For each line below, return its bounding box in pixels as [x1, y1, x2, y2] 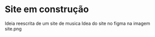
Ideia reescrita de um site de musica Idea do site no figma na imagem [5, 20, 150, 26]
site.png [5, 25, 22, 31]
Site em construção [5, 4, 89, 15]
